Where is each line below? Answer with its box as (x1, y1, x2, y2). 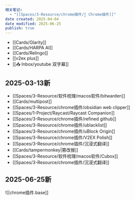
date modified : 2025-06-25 (5, 21, 61, 26)
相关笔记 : (5, 7, 22, 12)
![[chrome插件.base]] (5, 190, 49, 196)
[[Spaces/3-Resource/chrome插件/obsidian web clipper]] (12, 104, 131, 110)
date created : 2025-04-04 (5, 16, 59, 21)
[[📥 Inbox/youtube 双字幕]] (12, 61, 69, 67)
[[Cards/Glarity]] (12, 39, 46, 45)
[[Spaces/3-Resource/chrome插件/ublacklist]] (12, 122, 107, 128)
